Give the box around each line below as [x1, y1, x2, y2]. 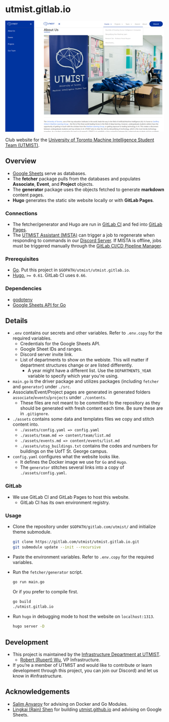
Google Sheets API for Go [12, 302, 66, 308]
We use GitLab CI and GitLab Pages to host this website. [12, 494, 130, 500]
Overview [5, 157, 37, 166]
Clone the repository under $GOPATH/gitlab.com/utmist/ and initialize [12, 523, 156, 530]
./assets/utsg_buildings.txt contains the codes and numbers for [20, 443, 158, 449]
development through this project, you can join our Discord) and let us [12, 667, 158, 674]
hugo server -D [12, 624, 45, 629]
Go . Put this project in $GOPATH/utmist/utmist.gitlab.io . [12, 267, 130, 273]
